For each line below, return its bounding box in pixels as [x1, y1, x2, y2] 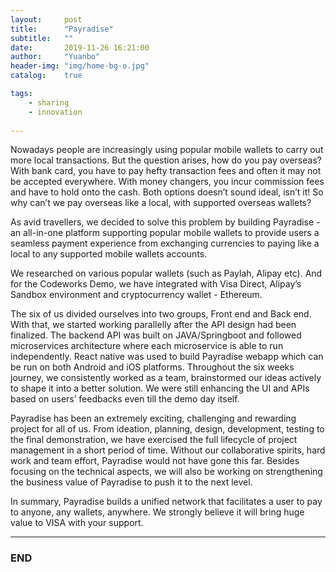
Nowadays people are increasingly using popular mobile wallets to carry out [10, 144, 324, 156]
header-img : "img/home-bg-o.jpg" [10, 61, 150, 71]
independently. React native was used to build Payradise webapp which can [10, 351, 324, 363]
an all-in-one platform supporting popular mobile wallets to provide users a [10, 227, 320, 239]
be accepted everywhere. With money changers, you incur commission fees [10, 176, 325, 188]
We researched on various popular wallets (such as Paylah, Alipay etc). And [10, 267, 323, 280]
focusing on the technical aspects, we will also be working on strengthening [10, 466, 323, 478]
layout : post [10, 14, 83, 25]
